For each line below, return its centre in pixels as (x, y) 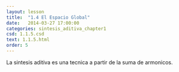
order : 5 (17, 46)
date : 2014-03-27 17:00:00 (43, 23)
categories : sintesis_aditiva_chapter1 (56, 28)
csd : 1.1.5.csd (25, 34)
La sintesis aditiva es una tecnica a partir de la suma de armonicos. (89, 62)
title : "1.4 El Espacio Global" (48, 17)
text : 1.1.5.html (28, 40)
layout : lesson (25, 12)
